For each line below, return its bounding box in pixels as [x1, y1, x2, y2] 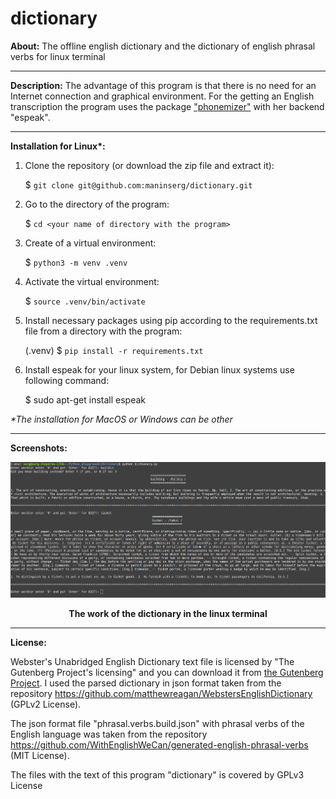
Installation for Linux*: [10, 140, 106, 152]
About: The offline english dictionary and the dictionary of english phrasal [10, 40, 316, 52]
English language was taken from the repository [10, 728, 208, 741]
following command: [24, 374, 110, 386]
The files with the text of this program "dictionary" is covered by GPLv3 [10, 769, 305, 781]
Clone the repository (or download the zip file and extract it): [24, 159, 275, 171]
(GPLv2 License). [10, 698, 82, 711]
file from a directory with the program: [24, 325, 183, 337]
